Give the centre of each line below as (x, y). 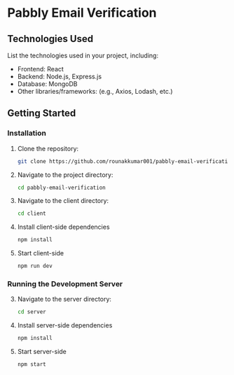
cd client (32, 214)
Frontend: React (41, 69)
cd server (32, 312)
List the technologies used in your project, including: (83, 55)
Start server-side (42, 352)
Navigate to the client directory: (63, 201)
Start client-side (41, 253)
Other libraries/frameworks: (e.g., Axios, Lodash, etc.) (95, 91)
